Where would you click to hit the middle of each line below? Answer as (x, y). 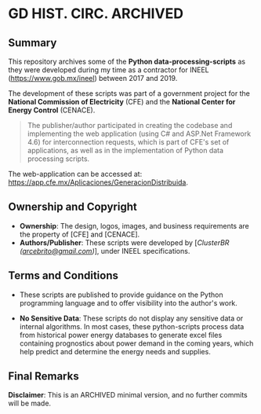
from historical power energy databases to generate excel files (121, 335)
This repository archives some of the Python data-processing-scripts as (127, 61)
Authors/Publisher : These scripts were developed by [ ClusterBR (124, 242)
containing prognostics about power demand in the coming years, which (136, 343)
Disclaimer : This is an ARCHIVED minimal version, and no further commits (128, 395)
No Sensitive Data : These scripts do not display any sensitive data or (131, 318)
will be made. (30, 403)
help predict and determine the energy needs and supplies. (115, 351)
